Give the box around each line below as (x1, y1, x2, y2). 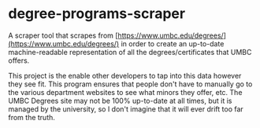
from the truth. (8, 112, 55, 122)
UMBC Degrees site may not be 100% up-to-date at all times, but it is (8, 96, 232, 105)
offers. (8, 56, 30, 65)
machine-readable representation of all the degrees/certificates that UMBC (8, 47, 252, 57)
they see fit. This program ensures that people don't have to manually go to (8, 79, 253, 89)
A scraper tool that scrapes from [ (8, 31, 118, 40)
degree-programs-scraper (8, 5, 186, 23)
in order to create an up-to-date (121, 38, 225, 48)
